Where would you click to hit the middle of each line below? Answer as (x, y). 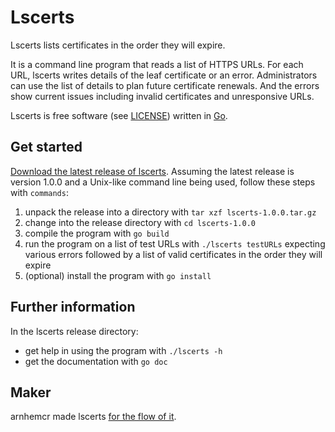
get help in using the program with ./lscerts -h (123, 350)
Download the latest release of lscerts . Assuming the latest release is (152, 171)
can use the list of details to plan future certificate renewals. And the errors (165, 85)
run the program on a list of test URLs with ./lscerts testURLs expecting (175, 243)
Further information (73, 307)
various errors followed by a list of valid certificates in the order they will (173, 254)
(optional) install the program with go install (118, 275)
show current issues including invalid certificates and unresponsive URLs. (162, 96)
